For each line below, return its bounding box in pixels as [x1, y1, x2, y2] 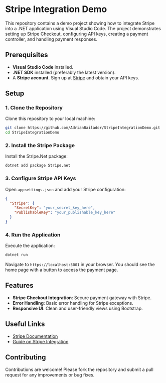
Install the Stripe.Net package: [5, 153, 68, 159]
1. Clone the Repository [5, 104, 63, 111]
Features [5, 281, 34, 290]
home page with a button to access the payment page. [5, 267, 118, 273]
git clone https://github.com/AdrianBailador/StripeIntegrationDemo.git [5, 125, 160, 131]
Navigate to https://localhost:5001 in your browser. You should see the [5, 262, 155, 268]
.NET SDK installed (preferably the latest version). [12, 69, 116, 75]
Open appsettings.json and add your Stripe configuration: [5, 186, 126, 192]
